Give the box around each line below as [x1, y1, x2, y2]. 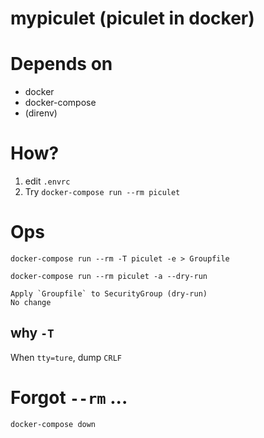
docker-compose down [10, 419, 97, 429]
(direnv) [24, 107, 58, 119]
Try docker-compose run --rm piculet [24, 186, 181, 198]
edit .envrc [24, 175, 71, 187]
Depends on [10, 53, 113, 76]
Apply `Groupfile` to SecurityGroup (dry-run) [10, 289, 208, 299]
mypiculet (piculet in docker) [10, 7, 255, 30]
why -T [10, 325, 55, 342]
